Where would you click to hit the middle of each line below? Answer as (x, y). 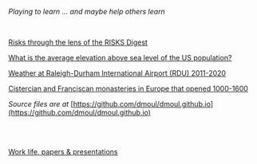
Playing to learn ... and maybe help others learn (87, 12)
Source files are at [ (41, 104)
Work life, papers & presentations (63, 152)
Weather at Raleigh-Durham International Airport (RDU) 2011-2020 (117, 73)
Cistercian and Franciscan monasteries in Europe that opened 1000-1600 (128, 88)
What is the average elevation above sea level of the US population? (120, 58)
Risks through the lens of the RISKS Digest (78, 42)
